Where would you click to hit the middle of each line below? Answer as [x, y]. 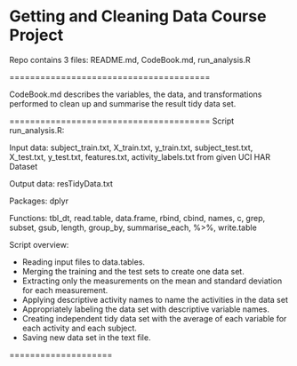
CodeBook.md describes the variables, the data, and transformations [136, 94]
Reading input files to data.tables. [83, 262]
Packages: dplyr [39, 201]
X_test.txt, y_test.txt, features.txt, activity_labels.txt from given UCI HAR [140, 156]
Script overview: [39, 244]
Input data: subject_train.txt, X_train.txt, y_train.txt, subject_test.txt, [131, 147]
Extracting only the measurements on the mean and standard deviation [152, 281]
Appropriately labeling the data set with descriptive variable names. [145, 309]
